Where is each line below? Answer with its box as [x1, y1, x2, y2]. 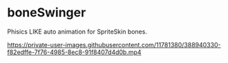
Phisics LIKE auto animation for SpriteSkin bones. [7, 27, 147, 36]
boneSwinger [7, 5, 86, 21]
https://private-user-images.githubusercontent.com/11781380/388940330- [7, 40, 221, 49]
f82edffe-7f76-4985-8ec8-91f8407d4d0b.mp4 [7, 48, 142, 56]
